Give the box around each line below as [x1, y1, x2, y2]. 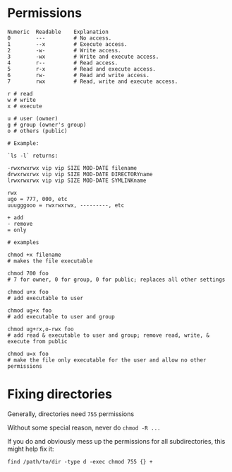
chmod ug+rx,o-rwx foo [7, 326, 74, 333]
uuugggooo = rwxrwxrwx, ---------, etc [7, 202, 125, 209]
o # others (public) [7, 127, 68, 134]
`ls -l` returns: [7, 152, 59, 159]
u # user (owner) [7, 115, 59, 122]
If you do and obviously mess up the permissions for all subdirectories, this [7, 437, 226, 445]
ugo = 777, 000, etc [7, 195, 68, 202]
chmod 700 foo [7, 270, 49, 277]
